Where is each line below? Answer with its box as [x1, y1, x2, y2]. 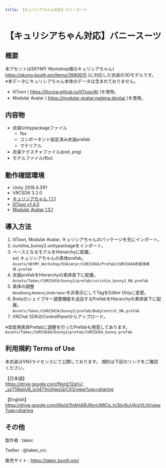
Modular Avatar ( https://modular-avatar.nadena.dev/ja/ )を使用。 [12, 95, 146, 101]
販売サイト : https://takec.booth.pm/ [5, 457, 80, 463]
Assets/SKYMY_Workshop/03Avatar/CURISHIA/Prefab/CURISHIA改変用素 [12, 262, 150, 267]
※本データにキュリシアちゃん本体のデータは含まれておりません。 [5, 78, 138, 84]
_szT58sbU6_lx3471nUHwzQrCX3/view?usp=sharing [5, 386, 114, 392]
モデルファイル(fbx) [12, 155, 53, 161]
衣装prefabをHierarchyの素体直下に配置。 [12, 272, 98, 278]
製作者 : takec [5, 437, 33, 443]
